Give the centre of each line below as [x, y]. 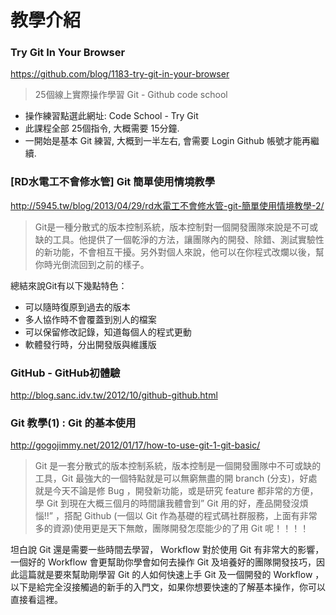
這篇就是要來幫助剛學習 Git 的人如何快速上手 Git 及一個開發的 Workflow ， [171, 575]
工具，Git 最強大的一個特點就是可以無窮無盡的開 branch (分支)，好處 [176, 478]
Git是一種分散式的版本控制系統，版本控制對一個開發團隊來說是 [163, 227]
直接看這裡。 [36, 600]
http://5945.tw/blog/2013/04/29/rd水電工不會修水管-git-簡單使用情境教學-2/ [167, 205]
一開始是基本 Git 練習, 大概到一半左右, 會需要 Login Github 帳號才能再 [167, 141]
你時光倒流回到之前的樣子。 [92, 264]
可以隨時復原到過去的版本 [77, 307]
